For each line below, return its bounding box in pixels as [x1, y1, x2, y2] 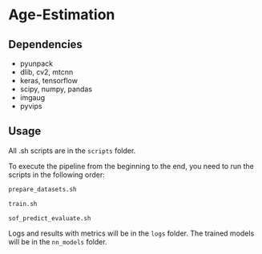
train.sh [8, 200, 38, 208]
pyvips [19, 102, 42, 111]
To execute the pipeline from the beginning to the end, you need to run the [8, 161, 255, 171]
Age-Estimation [8, 6, 115, 24]
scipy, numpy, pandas [19, 84, 93, 94]
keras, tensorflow [19, 76, 79, 85]
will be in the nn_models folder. [8, 237, 107, 247]
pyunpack [19, 58, 54, 68]
